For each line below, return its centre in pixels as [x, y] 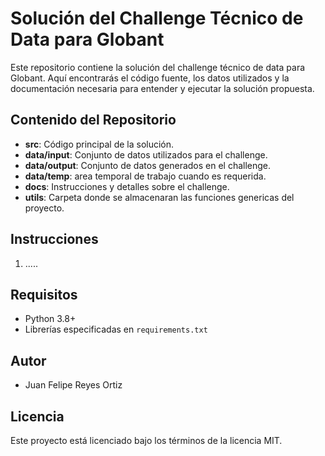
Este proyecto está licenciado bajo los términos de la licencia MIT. [146, 440]
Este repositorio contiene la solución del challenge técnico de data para [158, 67]
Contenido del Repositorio [93, 120]
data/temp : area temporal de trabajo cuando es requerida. [145, 176]
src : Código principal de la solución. [99, 144]
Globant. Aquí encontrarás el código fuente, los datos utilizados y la [150, 78]
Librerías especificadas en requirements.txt [116, 329]
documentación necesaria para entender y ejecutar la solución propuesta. [162, 88]
